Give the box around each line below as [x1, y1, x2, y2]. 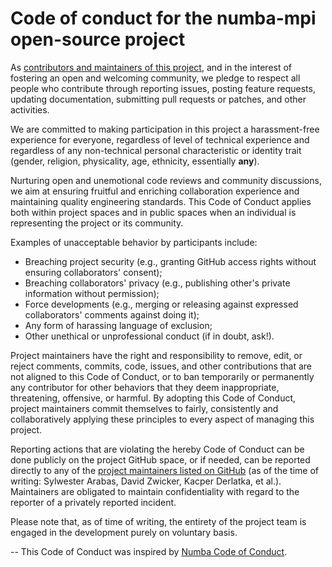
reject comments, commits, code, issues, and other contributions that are [10, 360, 313, 372]
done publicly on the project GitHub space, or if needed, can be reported [10, 453, 311, 466]
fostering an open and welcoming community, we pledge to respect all [10, 72, 301, 84]
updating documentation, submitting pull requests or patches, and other [10, 93, 307, 105]
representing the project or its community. [10, 217, 184, 229]
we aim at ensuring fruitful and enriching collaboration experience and [10, 185, 300, 197]
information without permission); [24, 287, 160, 299]
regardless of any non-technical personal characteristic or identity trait [10, 144, 302, 156]
